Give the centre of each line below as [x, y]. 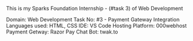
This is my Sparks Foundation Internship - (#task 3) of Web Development [95, 8]
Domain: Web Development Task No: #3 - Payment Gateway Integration [93, 19]
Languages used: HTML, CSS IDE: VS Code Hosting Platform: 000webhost [96, 26]
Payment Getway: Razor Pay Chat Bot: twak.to [62, 32]
